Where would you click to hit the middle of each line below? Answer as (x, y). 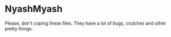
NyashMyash (34, 9)
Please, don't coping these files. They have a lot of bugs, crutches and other (85, 23)
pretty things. (19, 28)
